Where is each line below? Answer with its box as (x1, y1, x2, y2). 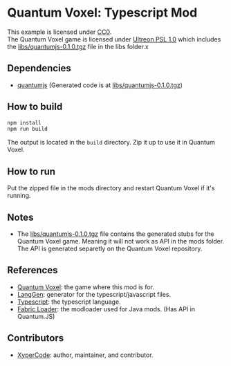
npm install (7, 119, 41, 126)
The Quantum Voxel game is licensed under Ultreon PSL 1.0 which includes (7, 35, 221, 43)
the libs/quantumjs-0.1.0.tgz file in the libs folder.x (7, 42, 149, 51)
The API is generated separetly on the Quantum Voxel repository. (17, 244, 203, 253)
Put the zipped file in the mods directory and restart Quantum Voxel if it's (7, 184, 215, 192)
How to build (7, 101, 63, 113)
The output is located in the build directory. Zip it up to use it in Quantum (7, 138, 216, 147)
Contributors (7, 332, 64, 344)
